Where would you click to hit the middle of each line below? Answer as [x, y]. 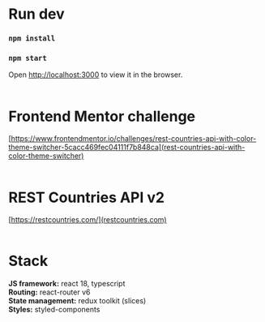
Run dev [36, 14]
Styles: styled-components [54, 310]
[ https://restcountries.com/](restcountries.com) [88, 220]
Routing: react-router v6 [49, 292]
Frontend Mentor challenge [102, 116]
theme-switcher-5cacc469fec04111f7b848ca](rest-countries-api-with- [127, 148]
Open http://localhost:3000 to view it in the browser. [96, 75]
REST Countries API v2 [86, 197]
